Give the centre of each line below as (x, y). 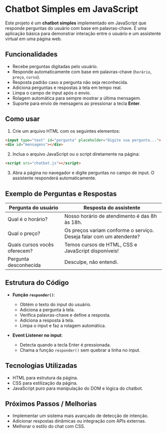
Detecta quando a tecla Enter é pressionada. (65, 345)
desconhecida (24, 265)
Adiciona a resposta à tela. (47, 320)
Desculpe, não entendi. (91, 262)
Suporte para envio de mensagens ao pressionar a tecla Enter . (77, 103)
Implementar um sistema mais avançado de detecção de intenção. (80, 416)
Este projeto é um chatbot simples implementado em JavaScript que (76, 23)
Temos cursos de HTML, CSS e (101, 245)
